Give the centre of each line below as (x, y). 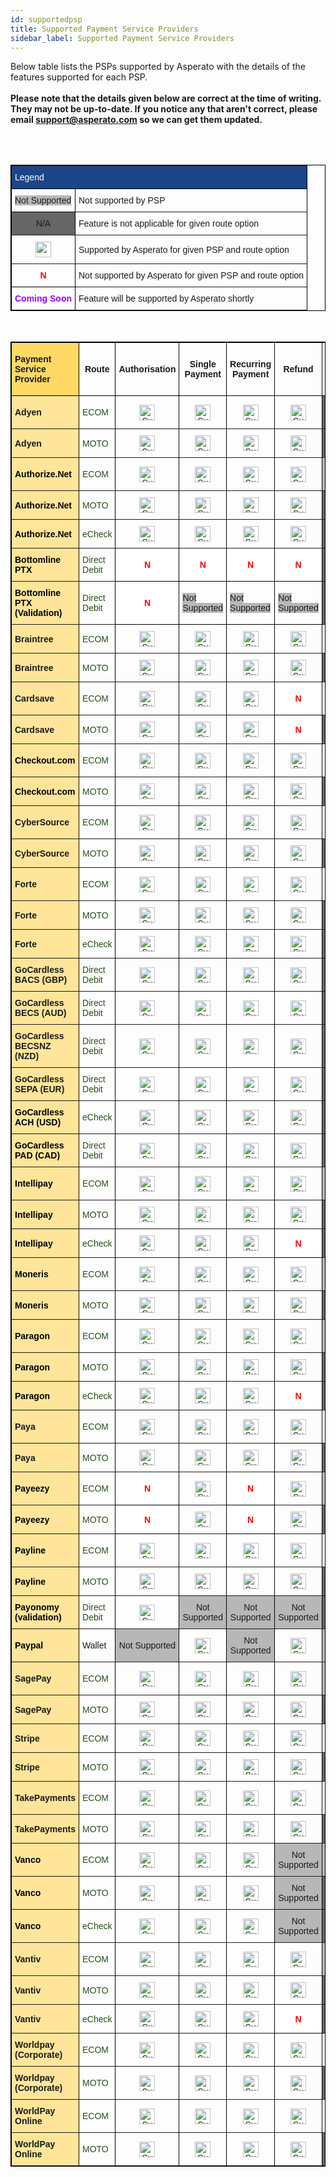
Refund (298, 369)
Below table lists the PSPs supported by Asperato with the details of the (158, 67)
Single (203, 364)
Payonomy (37, 1607)
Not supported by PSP (122, 200)
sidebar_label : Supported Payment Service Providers (122, 38)
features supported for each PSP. (79, 77)
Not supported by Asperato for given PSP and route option (191, 275)
